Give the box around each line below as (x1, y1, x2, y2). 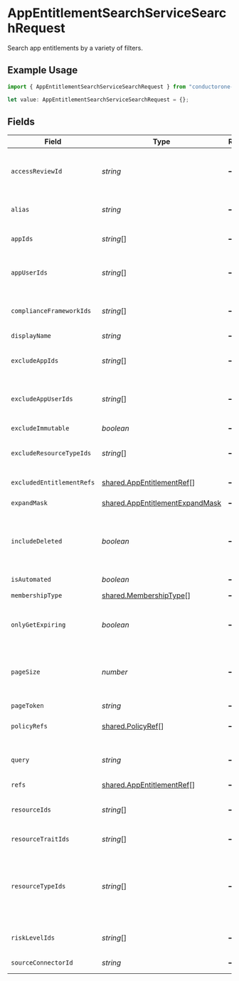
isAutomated (11, 576, 52, 584)
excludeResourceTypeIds (11, 450, 92, 457)
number (102, 667, 128, 677)
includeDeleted (11, 537, 63, 546)
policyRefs (11, 722, 48, 731)
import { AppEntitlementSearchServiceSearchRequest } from (7, 83, 186, 90)
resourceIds (11, 806, 52, 814)
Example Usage (7, 64, 78, 76)
